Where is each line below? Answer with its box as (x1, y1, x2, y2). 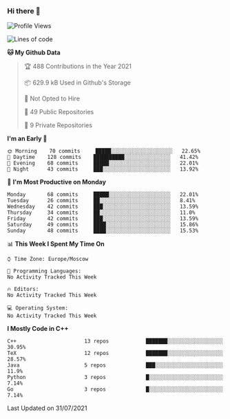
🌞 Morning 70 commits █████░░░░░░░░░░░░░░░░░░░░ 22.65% (7, 148, 201, 155)
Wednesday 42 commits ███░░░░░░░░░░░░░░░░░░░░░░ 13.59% (7, 203, 198, 211)
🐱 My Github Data (7, 48, 61, 57)
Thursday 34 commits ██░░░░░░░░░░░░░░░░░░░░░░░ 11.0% (7, 209, 196, 216)
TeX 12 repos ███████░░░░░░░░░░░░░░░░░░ (7, 350, 224, 357)
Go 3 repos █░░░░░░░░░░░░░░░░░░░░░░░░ (7, 386, 224, 393)
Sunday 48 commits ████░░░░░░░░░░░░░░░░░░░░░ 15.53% (7, 227, 198, 235)
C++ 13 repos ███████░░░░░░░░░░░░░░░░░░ (7, 338, 224, 345)
